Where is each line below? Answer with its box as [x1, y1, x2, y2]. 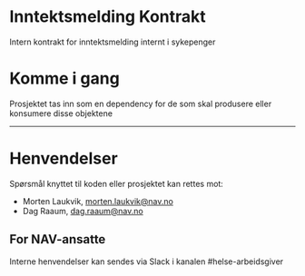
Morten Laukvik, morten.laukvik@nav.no [22, 195, 174, 206]
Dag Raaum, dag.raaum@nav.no [22, 205, 143, 216]
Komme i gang [9, 68, 120, 89]
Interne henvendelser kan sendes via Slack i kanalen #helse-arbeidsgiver [9, 256, 284, 267]
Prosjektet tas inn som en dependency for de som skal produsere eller [9, 98, 272, 109]
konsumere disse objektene [9, 107, 113, 119]
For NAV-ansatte [9, 232, 106, 247]
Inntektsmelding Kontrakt [9, 6, 206, 27]
